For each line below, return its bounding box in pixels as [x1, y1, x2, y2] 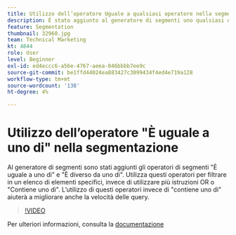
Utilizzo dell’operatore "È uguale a [7, 125, 210, 141]
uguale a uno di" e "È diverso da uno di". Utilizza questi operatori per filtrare [7, 170, 227, 179]
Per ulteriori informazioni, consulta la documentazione [7, 220, 164, 229]
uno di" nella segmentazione [7, 140, 179, 156]
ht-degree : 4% [7, 88, 49, 95]
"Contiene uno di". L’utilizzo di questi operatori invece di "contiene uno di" [7, 185, 222, 194]
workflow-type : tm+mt [7, 75, 71, 83]
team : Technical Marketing [7, 36, 86, 43]
